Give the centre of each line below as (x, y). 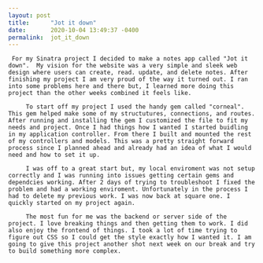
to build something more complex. (65, 251)
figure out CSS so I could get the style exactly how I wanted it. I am (130, 237)
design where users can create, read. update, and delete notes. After (128, 73)
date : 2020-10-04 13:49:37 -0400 (74, 30)
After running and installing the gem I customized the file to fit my (128, 121)
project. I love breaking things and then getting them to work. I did (128, 224)
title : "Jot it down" (52, 23)
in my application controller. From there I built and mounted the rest (130, 134)
